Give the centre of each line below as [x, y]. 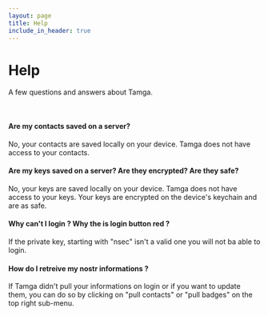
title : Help [28, 23]
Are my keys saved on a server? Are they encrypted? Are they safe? [124, 171]
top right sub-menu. [41, 303]
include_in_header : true [50, 30]
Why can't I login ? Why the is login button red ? [89, 224]
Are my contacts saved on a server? [69, 126]
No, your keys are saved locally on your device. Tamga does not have [123, 188]
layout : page [30, 16]
